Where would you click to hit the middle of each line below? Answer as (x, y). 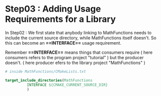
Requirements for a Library (60, 19)
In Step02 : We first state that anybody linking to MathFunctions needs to (78, 32)
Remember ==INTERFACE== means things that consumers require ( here (79, 52)
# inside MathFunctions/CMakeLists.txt (46, 71)
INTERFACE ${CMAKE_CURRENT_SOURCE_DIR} (67, 85)
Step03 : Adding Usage (53, 9)
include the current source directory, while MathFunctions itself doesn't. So (81, 38)
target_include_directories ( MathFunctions (49, 80)
